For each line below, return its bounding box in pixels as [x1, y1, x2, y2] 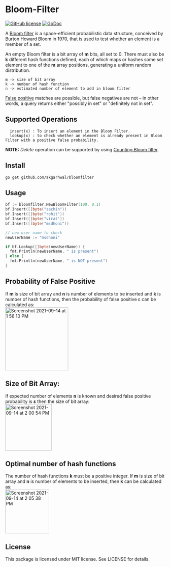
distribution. [5, 67, 30, 73]
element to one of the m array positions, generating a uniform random [5, 62, 151, 68]
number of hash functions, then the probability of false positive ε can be [5, 296, 156, 302]
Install [5, 161, 25, 170]
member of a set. [5, 41, 42, 47]
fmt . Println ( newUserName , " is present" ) [10, 249, 99, 254]
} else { [5, 254, 24, 259]
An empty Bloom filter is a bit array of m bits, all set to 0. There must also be [5, 51, 164, 57]
